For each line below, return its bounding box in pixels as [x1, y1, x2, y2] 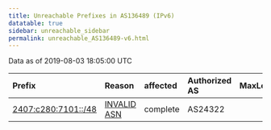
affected [144, 80, 177, 91]
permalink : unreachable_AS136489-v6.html [8, 34, 150, 43]
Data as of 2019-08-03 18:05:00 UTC [8, 56, 133, 66]
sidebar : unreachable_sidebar [8, 26, 110, 35]
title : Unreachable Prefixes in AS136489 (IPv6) [8, 11, 175, 20]
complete [144, 104, 180, 115]
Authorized [187, 75, 232, 87]
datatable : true [8, 19, 63, 27]
